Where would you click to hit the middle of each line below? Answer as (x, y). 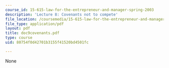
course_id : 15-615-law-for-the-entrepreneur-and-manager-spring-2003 (80, 10)
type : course (19, 38)
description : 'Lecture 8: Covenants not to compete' (62, 14)
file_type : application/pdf (35, 24)
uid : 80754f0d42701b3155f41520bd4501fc (47, 42)
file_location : (21, 19)
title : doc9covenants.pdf (32, 33)
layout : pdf (18, 28)
